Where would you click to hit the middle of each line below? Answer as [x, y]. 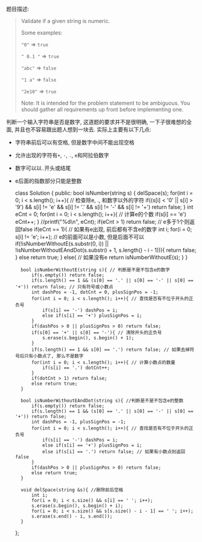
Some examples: [42, 33]
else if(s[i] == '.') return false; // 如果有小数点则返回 [114, 452]
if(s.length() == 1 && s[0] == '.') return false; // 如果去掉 [110, 350]
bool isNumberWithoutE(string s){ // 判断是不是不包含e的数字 [95, 270]
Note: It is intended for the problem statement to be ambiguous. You [106, 103]
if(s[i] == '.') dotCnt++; [76, 368]
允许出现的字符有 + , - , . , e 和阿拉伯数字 [62, 155]
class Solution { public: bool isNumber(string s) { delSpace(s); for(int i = [104, 193]
